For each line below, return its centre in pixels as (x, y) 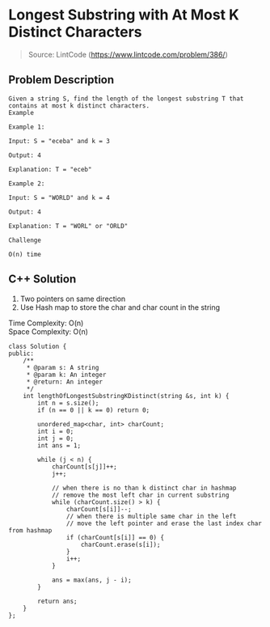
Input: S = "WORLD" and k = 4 (59, 197)
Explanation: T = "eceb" (50, 169)
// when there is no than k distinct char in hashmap (144, 488)
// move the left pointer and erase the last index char (164, 523)
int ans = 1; (59, 445)
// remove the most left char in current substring (140, 495)
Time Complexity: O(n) (46, 323)
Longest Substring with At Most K (124, 15)
